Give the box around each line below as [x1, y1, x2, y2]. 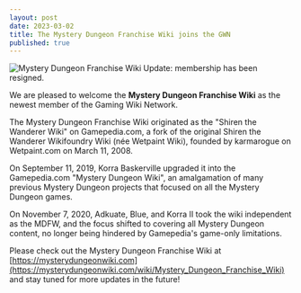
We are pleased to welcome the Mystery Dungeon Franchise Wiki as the [9, 90, 281, 101]
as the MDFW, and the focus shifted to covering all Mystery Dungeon [9, 218, 265, 229]
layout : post [9, 13, 58, 22]
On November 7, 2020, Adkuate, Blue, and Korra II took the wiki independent [9, 209, 292, 220]
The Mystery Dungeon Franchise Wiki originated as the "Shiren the [9, 117, 258, 128]
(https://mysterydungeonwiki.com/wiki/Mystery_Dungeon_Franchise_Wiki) [9, 264, 285, 275]
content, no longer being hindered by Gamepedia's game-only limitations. [9, 228, 283, 239]
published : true [9, 38, 70, 48]
